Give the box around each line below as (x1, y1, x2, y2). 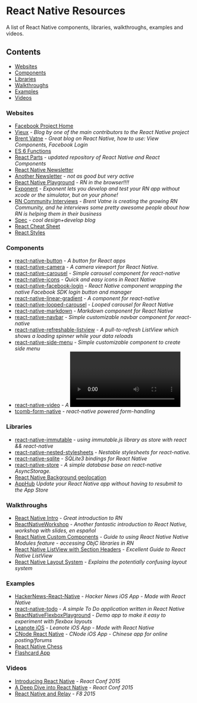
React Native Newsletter (14, 167, 74, 174)
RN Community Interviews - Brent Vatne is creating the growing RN (14, 198, 178, 205)
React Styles (14, 229, 45, 236)
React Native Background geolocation (14, 474, 107, 481)
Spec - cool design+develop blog (14, 217, 96, 224)
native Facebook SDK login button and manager (14, 288, 132, 296)
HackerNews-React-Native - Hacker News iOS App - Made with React (14, 593, 186, 600)
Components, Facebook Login (14, 141, 88, 148)
